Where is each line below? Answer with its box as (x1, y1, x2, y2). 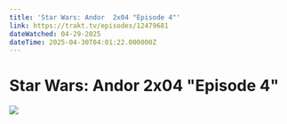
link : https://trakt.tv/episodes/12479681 (9, 21, 169, 30)
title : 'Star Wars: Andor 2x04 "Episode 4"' (9, 12, 180, 22)
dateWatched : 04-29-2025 (9, 29, 101, 38)
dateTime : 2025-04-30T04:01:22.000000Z (9, 37, 157, 47)
